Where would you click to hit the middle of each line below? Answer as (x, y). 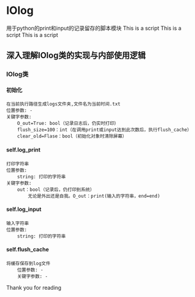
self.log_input (24, 209)
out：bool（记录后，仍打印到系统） (56, 189)
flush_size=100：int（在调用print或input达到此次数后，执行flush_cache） (104, 130)
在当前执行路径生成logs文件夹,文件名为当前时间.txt (63, 104)
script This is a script (32, 35)
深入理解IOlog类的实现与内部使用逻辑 (76, 55)
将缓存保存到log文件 (28, 264)
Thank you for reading (34, 288)
